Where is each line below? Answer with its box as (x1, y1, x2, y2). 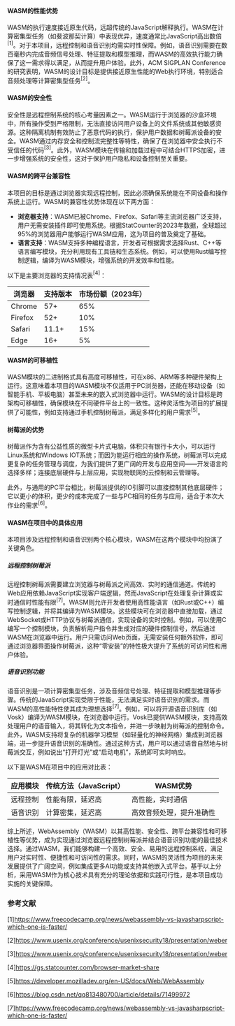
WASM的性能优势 (7, 6, 58, 15)
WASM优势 (155, 781, 192, 791)
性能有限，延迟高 (45, 795, 103, 804)
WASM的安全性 (7, 94, 52, 102)
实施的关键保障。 (7, 879, 57, 888)
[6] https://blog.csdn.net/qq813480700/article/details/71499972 (7, 990, 190, 999)
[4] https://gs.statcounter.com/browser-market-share (7, 963, 159, 971)
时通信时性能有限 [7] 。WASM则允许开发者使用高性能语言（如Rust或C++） (7, 597, 218, 606)
